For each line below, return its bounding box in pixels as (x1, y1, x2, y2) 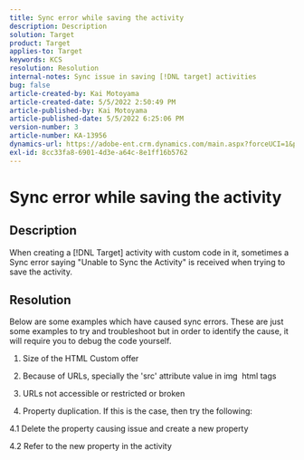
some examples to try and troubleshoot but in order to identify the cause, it (9, 326, 290, 337)
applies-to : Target (9, 47, 83, 56)
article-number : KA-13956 (9, 131, 107, 140)
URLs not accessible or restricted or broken (22, 388, 185, 399)
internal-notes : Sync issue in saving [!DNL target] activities (9, 72, 257, 81)
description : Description (9, 22, 107, 31)
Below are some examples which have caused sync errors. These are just (9, 316, 284, 327)
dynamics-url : (9, 139, 63, 149)
